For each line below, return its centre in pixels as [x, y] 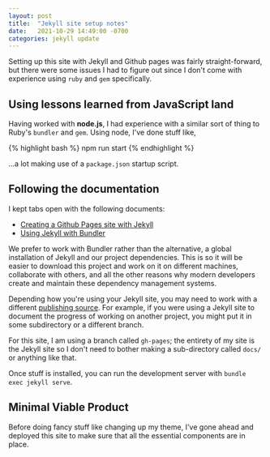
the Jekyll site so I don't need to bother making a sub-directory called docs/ [135, 348]
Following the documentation [84, 189]
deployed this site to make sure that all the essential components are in [127, 435]
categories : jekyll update [54, 38]
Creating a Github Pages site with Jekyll [87, 224]
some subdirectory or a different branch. [76, 324]
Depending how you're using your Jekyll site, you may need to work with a [133, 299]
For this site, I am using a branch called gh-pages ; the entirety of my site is [132, 340]
